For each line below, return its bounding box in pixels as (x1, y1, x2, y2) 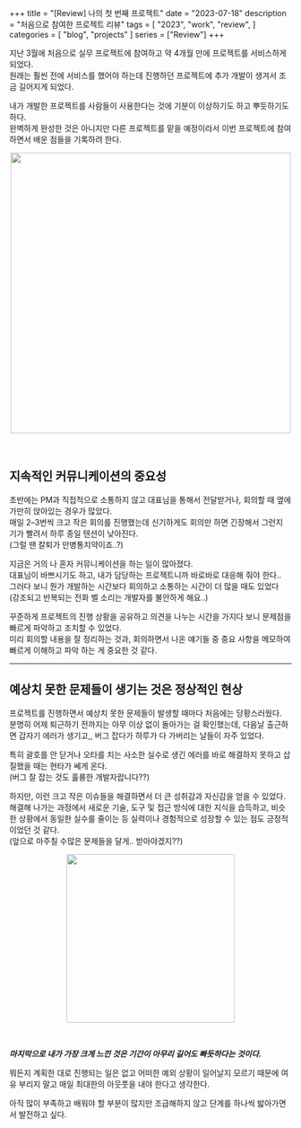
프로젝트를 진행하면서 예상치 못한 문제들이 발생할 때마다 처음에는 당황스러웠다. (9, 708, 282, 718)
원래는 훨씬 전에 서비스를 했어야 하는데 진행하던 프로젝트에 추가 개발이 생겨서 (9, 70, 278, 81)
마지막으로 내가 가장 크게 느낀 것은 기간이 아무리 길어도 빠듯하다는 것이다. (9, 1048, 262, 1059)
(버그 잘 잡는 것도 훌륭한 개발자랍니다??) (9, 771, 150, 782)
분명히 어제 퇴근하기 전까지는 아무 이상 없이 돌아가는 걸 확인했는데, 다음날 (9, 718, 265, 729)
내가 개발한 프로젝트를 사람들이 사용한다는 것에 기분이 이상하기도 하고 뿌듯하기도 (9, 101, 289, 110)
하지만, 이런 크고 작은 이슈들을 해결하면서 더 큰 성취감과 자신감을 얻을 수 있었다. (9, 790, 287, 801)
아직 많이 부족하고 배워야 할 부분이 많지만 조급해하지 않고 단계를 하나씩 (9, 1097, 255, 1108)
